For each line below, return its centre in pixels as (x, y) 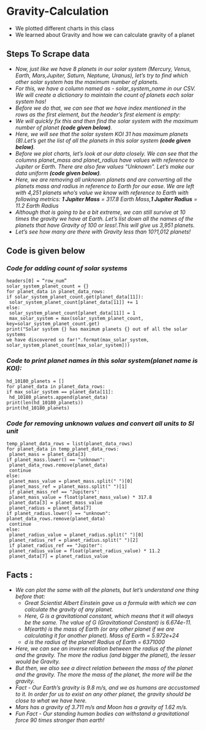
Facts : (19, 575)
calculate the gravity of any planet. (69, 609)
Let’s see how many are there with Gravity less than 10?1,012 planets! (103, 232)
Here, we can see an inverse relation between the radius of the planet (104, 648)
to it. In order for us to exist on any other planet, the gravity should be (103, 694)
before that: (30, 596)
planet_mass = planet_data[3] (48, 455)
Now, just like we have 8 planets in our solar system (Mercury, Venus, (103, 69)
